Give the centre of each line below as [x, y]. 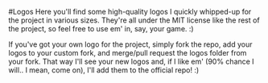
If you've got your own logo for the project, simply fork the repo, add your [130, 44]
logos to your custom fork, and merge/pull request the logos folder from [128, 53]
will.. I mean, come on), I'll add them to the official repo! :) [104, 70]
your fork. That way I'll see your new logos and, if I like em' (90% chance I [132, 61]
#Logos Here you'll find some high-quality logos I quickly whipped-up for [130, 12]
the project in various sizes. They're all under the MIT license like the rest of [134, 20]
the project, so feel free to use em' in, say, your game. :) [101, 29]
